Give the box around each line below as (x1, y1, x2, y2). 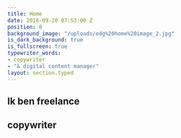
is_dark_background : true (7, 37, 83, 44)
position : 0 (7, 23, 42, 30)
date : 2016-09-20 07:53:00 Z (7, 17, 93, 24)
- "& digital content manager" (7, 63, 99, 70)
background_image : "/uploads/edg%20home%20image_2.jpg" (7, 30, 175, 37)
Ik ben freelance (7, 95, 80, 107)
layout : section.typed (7, 69, 74, 76)
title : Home (7, 10, 42, 18)
